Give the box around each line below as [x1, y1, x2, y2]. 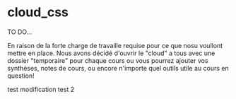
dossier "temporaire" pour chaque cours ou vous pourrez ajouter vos [7, 56, 208, 64]
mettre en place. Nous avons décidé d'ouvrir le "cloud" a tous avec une [7, 49, 216, 57]
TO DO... [7, 28, 33, 36]
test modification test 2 [7, 85, 75, 93]
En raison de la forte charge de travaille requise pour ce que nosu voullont [7, 41, 223, 49]
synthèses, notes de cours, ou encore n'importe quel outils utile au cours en [7, 64, 229, 72]
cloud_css [7, 4, 69, 21]
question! [7, 71, 35, 80]
